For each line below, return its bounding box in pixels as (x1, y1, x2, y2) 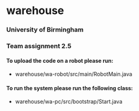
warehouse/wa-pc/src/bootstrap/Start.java (15, 98, 123, 106)
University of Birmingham (6, 26, 84, 34)
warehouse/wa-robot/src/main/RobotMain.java (15, 71, 132, 78)
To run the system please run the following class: (6, 84, 134, 91)
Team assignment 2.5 (6, 42, 72, 51)
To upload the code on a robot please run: (6, 57, 114, 64)
